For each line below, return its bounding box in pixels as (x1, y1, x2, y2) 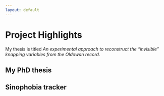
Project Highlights (5, 29, 82, 40)
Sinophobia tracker (5, 83, 67, 91)
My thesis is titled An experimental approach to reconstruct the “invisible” (5, 46, 159, 52)
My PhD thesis (5, 66, 52, 74)
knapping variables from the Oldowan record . (5, 51, 100, 57)
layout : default (5, 7, 39, 13)
